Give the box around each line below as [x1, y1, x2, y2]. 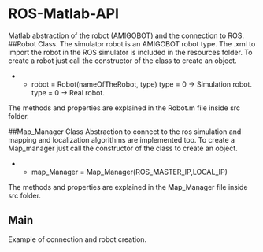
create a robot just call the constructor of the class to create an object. [8, 56, 238, 65]
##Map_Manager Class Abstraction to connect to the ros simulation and [8, 127, 242, 136]
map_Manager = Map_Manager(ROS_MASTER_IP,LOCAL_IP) [31, 167, 228, 176]
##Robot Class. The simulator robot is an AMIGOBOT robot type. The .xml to [8, 39, 256, 48]
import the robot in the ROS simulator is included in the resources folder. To [8, 47, 253, 57]
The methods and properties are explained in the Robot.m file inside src [8, 103, 241, 113]
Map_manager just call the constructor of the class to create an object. [8, 143, 238, 153]
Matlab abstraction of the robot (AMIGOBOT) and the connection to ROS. [8, 31, 244, 40]
